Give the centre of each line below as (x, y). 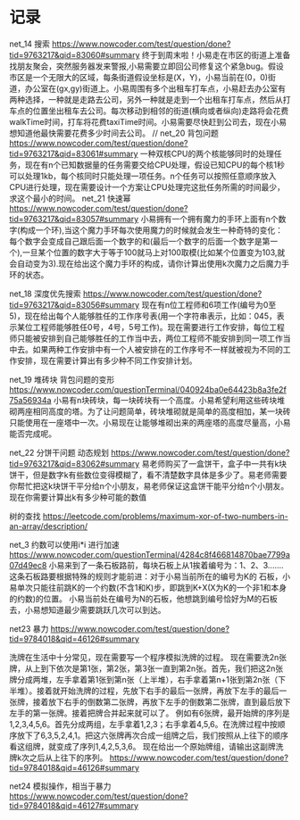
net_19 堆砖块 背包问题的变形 (62, 379)
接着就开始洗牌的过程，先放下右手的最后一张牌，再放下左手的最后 (158, 691)
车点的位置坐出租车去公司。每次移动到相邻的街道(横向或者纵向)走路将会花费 (149, 111)
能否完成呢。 (33, 434)
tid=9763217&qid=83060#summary (75, 54)
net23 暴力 (29, 628)
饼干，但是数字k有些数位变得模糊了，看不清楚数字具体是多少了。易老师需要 (148, 475)
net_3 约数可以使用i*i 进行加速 (65, 544)
